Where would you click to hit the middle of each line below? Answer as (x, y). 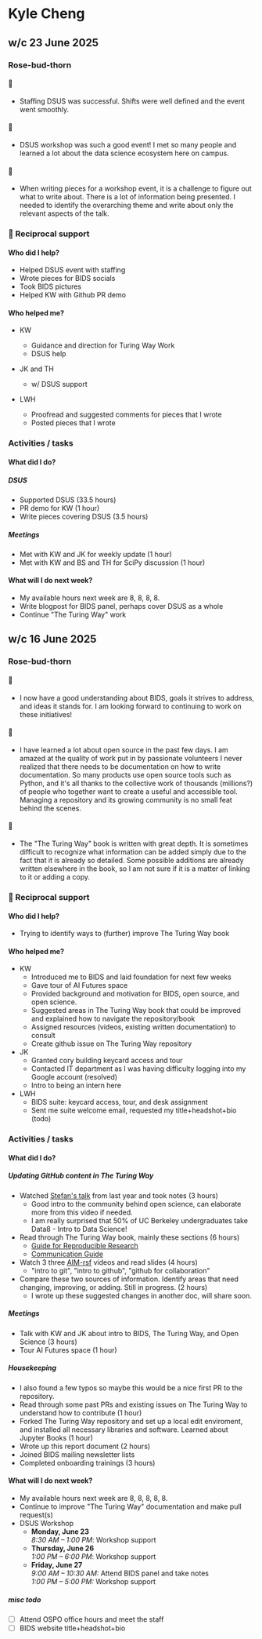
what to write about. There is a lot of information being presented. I (127, 197)
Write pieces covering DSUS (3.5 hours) (84, 516)
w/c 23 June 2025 (54, 43)
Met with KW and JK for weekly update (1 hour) (95, 554)
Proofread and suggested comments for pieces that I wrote (126, 415)
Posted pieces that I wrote (73, 423)
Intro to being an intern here (76, 1085)
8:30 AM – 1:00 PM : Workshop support (93, 1539)
